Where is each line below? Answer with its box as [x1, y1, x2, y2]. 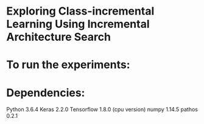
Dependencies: [6, 86, 85, 100]
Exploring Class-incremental [6, 4, 155, 18]
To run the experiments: [6, 58, 130, 72]
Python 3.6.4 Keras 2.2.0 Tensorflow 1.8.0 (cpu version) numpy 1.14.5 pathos [6, 106, 198, 113]
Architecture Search [6, 30, 111, 44]
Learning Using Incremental [6, 17, 150, 31]
